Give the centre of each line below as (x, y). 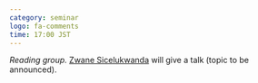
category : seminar (44, 18)
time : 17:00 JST (40, 34)
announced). (33, 69)
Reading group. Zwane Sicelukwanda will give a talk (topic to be (129, 60)
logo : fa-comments (44, 26)
